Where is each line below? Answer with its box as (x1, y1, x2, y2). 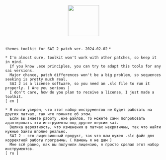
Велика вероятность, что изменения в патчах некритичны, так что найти (9, 125, 162, 130)
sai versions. (5, 68, 35, 73)
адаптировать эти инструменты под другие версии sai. (5, 120, 119, 125)
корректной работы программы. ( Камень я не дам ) (5, 138, 112, 143)
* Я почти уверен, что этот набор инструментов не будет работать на (5, 107, 153, 112)
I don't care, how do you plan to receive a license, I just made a (9, 90, 155, 95)
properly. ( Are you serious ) (5, 85, 70, 90)
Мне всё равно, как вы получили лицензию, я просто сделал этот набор (9, 142, 159, 147)
